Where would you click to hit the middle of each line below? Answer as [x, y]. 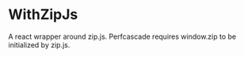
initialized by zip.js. [39, 44]
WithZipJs [43, 15]
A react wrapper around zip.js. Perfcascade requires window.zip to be [122, 36]
